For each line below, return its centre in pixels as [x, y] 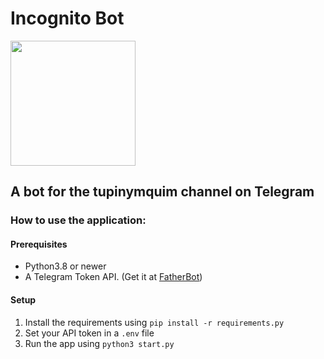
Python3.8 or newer [65, 266]
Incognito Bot [67, 18]
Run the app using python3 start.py [99, 343]
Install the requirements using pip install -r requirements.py [154, 322]
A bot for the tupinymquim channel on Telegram [162, 192]
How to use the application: [78, 220]
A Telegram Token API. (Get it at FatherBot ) [113, 277]
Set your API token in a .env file [89, 333]
